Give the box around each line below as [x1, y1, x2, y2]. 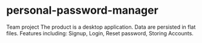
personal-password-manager [6, 4, 158, 17]
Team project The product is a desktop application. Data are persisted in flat [6, 23, 196, 30]
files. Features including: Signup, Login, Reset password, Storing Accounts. [6, 29, 194, 36]
